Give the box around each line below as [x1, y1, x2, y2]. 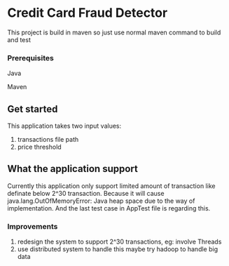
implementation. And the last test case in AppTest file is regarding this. [7, 204, 211, 212]
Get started [7, 103, 58, 115]
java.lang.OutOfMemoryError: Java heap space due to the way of [7, 197, 195, 205]
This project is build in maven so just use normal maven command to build [7, 28, 221, 36]
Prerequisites [7, 53, 54, 62]
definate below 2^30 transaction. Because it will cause [7, 189, 165, 197]
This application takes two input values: [7, 121, 122, 131]
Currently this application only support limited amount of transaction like [7, 181, 216, 190]
